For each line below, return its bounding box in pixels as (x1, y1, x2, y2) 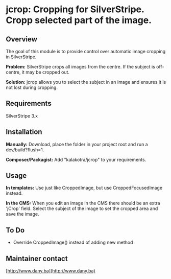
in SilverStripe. (6, 54, 37, 60)
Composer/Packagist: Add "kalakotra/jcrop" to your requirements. (6, 156, 146, 162)
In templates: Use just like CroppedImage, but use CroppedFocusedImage (6, 185, 163, 191)
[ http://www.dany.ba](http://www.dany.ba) (6, 268, 96, 274)
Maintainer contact (6, 254, 68, 263)
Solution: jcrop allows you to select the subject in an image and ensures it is (6, 79, 166, 85)
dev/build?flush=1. (6, 147, 44, 153)
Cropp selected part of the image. (6, 14, 152, 26)
